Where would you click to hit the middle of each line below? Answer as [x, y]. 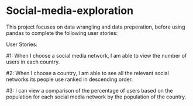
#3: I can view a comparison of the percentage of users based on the [89, 90]
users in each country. [33, 62]
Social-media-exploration [70, 11]
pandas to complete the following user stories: [62, 33]
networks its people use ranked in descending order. [70, 79]
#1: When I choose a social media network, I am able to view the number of [96, 55]
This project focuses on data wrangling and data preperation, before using [96, 27]
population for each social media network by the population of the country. [96, 97]
